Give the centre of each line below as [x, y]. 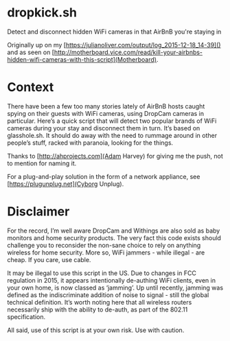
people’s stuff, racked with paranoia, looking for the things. [90, 143]
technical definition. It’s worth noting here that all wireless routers [100, 302]
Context [31, 87]
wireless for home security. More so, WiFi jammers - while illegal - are [106, 252]
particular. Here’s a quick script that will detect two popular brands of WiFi [112, 121]
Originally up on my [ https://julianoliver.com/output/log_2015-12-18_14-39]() [114, 45]
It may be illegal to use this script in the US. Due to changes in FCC [102, 273]
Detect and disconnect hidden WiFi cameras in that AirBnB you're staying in [114, 32]
